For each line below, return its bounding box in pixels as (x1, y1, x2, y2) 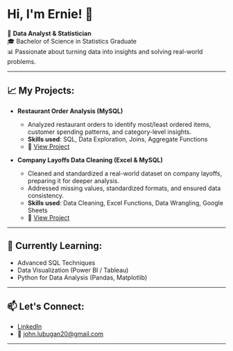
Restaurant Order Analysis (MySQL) (17, 107, 123, 115)
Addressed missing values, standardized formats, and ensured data (27, 184, 221, 192)
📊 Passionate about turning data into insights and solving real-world (7, 47, 203, 55)
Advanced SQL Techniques (17, 258, 96, 266)
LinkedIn (17, 323, 42, 331)
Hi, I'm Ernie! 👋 (7, 6, 94, 22)
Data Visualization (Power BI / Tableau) (17, 266, 129, 274)
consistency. (27, 191, 64, 200)
